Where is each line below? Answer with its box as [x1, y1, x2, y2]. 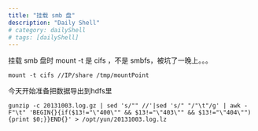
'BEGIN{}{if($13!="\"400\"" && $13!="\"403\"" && [28, 109, 195, 117]
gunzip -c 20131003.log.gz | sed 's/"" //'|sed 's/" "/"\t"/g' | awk [8, 102, 241, 110]
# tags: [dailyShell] [8, 33, 79, 42]
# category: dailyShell [8, 26, 87, 34]
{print [8, 115, 30, 124]
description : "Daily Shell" [8, 19, 101, 27]
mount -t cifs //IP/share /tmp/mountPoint [8, 71, 149, 79]
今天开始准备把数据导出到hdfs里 [8, 86, 112, 96]
